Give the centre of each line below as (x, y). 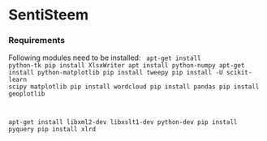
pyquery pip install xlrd (52, 130)
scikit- (239, 73)
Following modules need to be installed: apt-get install (105, 58)
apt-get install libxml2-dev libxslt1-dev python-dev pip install (123, 122)
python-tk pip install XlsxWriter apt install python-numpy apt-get (127, 66)
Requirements (37, 41)
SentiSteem (49, 15)
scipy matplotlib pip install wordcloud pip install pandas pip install (134, 87)
